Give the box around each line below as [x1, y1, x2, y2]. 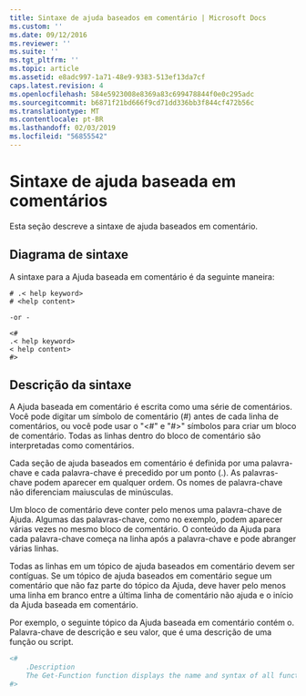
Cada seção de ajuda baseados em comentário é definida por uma [9, 457, 260, 469]
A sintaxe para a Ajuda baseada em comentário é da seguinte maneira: [9, 271, 275, 282]
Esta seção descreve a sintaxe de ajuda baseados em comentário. [9, 220, 258, 231]
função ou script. [9, 637, 75, 648]
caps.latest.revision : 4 [9, 81, 104, 90]
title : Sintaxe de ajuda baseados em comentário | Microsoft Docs [9, 13, 267, 23]
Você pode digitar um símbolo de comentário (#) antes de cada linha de [9, 411, 280, 422]
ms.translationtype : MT [9, 107, 100, 116]
